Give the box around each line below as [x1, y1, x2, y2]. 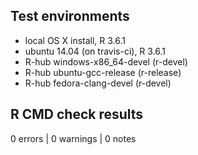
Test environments [10, 8, 130, 25]
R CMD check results [10, 106, 144, 123]
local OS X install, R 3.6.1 [24, 34, 127, 46]
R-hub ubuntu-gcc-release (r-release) [24, 66, 182, 78]
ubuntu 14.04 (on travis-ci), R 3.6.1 [24, 45, 167, 57]
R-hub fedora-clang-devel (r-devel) [24, 77, 172, 89]
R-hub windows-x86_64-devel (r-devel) [24, 55, 188, 68]
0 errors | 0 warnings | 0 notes [10, 132, 137, 144]
